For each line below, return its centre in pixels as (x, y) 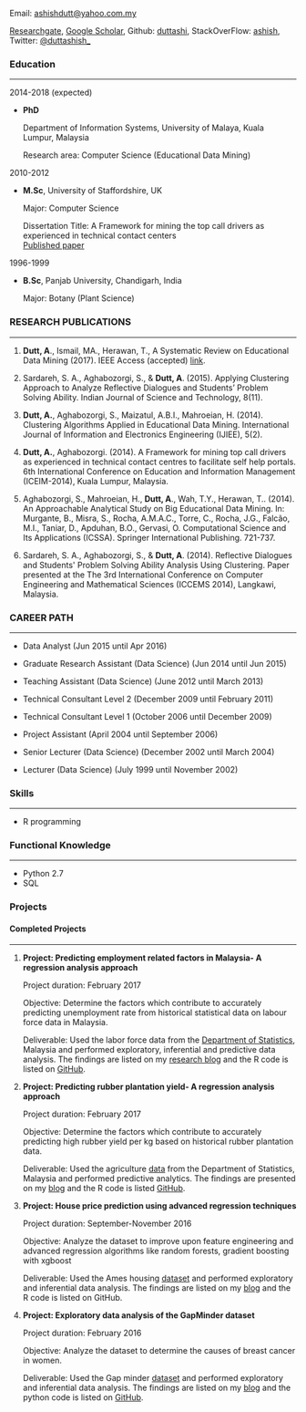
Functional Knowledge (60, 846)
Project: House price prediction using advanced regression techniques (159, 1205)
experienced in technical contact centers (99, 235)
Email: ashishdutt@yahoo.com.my (73, 13)
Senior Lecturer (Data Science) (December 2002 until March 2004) (148, 752)
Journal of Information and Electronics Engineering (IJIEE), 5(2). (143, 434)
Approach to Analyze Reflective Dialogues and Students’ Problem (145, 388)
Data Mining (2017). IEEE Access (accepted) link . (114, 360)
